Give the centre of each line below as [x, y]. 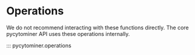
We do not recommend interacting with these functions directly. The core [97, 27]
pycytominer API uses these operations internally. [68, 33]
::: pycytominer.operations [39, 45]
